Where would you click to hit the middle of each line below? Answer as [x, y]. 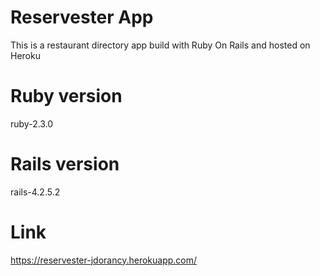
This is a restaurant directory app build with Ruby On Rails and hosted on [160, 45]
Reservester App [82, 17]
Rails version [65, 164]
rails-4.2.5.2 [35, 192]
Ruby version [66, 96]
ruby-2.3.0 [32, 123]
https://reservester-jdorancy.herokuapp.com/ [104, 260]
